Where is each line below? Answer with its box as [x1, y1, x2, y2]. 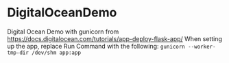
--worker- [187, 43, 216, 50]
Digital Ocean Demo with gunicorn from [7, 27, 119, 36]
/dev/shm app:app [32, 49, 81, 56]
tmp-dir [7, 49, 29, 56]
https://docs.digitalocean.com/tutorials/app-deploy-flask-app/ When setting [7, 34, 223, 42]
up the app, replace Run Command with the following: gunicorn [7, 42, 185, 50]
